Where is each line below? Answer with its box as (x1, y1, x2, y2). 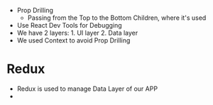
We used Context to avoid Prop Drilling (16, 36, 131, 45)
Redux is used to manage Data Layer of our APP (16, 84, 158, 93)
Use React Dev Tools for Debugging (16, 21, 122, 29)
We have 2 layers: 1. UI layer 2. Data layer (16, 28, 138, 37)
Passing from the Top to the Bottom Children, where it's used (27, 13, 207, 22)
